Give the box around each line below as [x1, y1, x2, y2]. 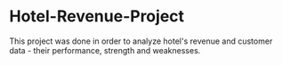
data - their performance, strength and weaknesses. [9, 45, 201, 55]
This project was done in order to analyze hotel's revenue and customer [9, 36, 273, 46]
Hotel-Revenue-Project [9, 6, 185, 27]
